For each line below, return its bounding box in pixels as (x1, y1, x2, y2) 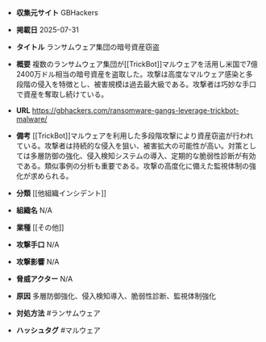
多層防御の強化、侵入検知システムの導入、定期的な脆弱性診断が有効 (30, 151, 256, 161)
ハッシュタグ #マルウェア (15, 326, 101, 335)
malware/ (15, 115, 48, 123)
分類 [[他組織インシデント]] (15, 189, 107, 198)
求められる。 (30, 171, 73, 181)
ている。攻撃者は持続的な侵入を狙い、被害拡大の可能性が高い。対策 (15, 141, 243, 150)
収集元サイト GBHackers (15, 8, 98, 17)
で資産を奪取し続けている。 (15, 90, 109, 99)
